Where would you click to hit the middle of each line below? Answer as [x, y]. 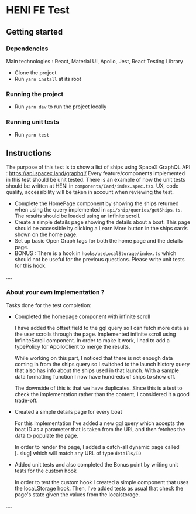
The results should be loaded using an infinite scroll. [78, 216]
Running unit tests [33, 122]
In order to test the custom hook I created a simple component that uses [102, 482]
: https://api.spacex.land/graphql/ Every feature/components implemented [96, 173]
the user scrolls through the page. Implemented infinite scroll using [95, 334]
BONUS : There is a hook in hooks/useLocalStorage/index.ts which [95, 253]
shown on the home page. [46, 234]
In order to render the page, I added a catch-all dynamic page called [97, 447]
